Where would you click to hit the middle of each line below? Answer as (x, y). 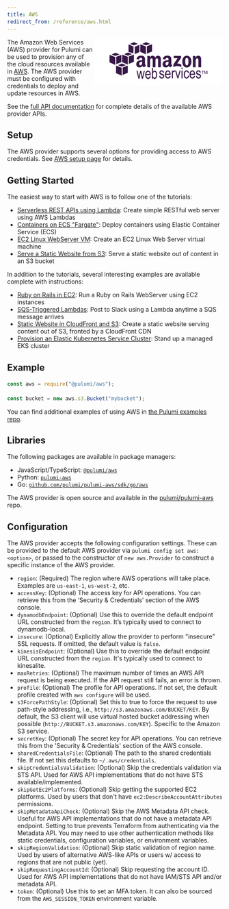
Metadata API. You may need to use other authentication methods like (115, 833)
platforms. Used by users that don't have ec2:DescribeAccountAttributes (120, 797)
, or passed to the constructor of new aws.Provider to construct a (123, 558)
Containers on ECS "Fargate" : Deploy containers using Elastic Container (118, 225)
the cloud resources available (49, 64)
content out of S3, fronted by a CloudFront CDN (84, 332)
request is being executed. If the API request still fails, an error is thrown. (119, 680)
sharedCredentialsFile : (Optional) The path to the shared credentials (114, 753)
